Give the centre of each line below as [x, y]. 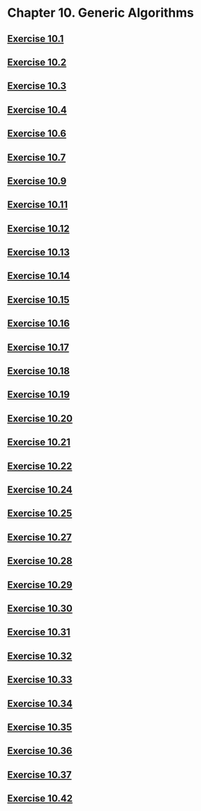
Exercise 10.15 [38, 299]
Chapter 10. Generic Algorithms [100, 13]
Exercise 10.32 [40, 656]
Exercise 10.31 [39, 633]
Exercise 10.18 [38, 371]
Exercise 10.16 [38, 324]
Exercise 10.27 [39, 537]
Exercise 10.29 [40, 585]
